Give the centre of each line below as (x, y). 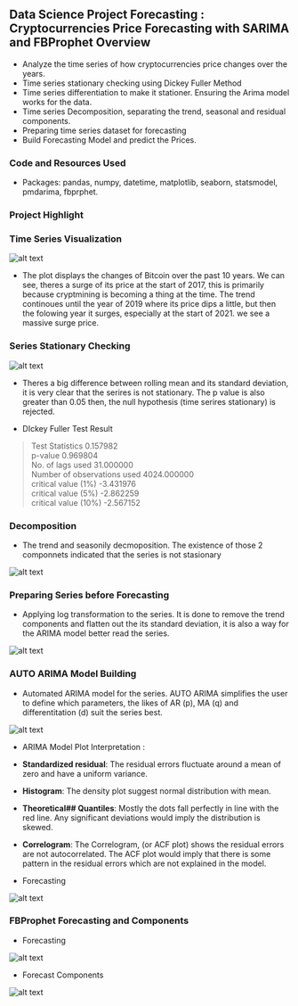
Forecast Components (63, 975)
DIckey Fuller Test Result (67, 428)
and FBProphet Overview (80, 42)
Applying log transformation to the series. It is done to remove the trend (153, 614)
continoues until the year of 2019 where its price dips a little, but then (149, 304)
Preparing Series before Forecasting (89, 595)
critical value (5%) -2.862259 (85, 493)
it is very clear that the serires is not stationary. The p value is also (143, 392)
